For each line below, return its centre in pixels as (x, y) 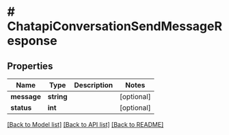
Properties (30, 66)
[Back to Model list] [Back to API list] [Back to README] (85, 124)
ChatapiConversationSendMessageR (115, 26)
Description (94, 85)
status (21, 108)
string (57, 96)
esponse (32, 41)
